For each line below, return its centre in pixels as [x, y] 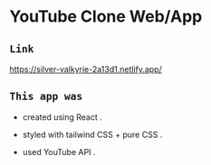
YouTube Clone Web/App [106, 17]
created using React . [62, 117]
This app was [46, 96]
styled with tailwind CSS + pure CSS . [92, 134]
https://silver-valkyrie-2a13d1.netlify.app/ [86, 69]
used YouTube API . [59, 151]
